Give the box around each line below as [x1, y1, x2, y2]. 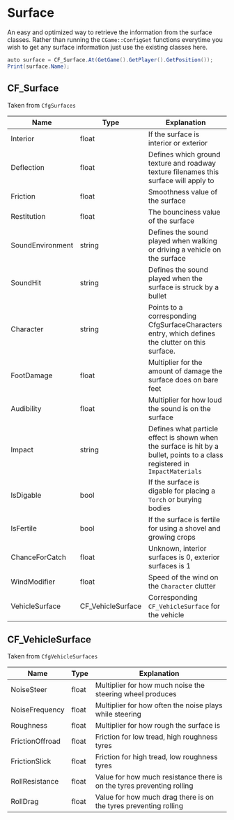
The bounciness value [148, 207, 221, 217]
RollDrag [10, 797, 39, 807]
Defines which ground [148, 149, 221, 159]
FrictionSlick [10, 756, 52, 766]
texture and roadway [148, 158, 216, 168]
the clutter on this [148, 337, 206, 347]
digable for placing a [148, 486, 216, 496]
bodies [148, 503, 171, 513]
